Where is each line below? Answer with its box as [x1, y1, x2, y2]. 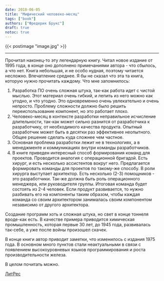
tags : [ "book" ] [5, 16, 36, 21]
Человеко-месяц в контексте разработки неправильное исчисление [12, 113, 156, 119]
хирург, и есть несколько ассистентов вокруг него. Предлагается [12, 160, 150, 166]
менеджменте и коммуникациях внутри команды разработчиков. [12, 145, 150, 151]
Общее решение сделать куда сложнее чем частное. [12, 134, 124, 140]
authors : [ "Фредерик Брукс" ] [5, 21, 64, 26]
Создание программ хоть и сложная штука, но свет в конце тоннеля [5, 211, 149, 217]
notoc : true [5, 30, 29, 35]
